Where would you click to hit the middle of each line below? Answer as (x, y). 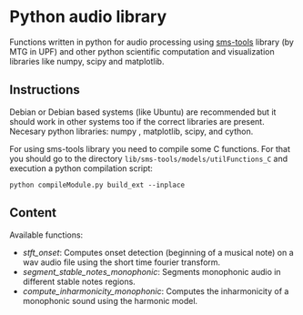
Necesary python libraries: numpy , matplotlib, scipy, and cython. (131, 131)
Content (33, 213)
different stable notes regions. (79, 281)
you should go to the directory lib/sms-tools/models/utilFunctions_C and (149, 158)
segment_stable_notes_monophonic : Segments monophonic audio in (151, 271)
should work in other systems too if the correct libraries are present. (137, 121)
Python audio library (88, 17)
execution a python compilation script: (81, 168)
